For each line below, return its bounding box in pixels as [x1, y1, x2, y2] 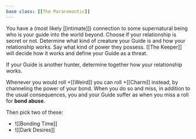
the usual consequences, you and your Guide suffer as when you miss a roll [6, 91, 189, 98]
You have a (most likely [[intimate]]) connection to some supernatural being [6, 25, 188, 32]
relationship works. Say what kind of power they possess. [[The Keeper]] [6, 43, 183, 50]
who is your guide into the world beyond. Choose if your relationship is [6, 30, 177, 38]
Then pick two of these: [6, 109, 63, 116]
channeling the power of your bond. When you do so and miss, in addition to [6, 84, 191, 91]
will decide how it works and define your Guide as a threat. [6, 49, 148, 56]
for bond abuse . [6, 97, 46, 104]
